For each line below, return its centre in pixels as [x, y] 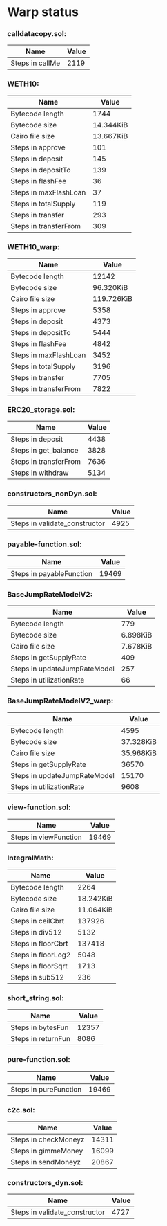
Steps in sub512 [37, 977]
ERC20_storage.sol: [41, 409]
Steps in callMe [36, 63]
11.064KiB [95, 910]
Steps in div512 [36, 932]
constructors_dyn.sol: [46, 1182]
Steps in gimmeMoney [47, 1151]
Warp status [43, 12]
